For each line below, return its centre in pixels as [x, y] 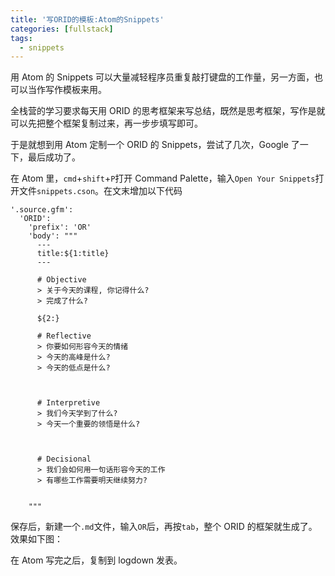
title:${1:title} [73, 254]
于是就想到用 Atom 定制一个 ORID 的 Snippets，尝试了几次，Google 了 [155, 145]
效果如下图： [36, 539]
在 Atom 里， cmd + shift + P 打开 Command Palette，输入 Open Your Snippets [163, 178]
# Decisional [64, 459]
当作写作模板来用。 [67, 90]
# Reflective [64, 336]
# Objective [61, 280]
